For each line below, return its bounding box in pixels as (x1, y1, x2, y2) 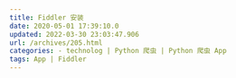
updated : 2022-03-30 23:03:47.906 (9, 30, 140, 39)
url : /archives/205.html (9, 38, 103, 48)
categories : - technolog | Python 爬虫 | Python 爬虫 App (9, 47, 228, 56)
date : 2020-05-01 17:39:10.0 (9, 22, 119, 30)
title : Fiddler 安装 (9, 13, 84, 22)
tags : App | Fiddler (9, 55, 88, 64)
